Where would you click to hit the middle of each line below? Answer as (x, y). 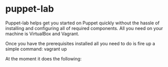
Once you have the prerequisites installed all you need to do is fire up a (80, 43)
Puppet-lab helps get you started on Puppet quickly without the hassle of (82, 23)
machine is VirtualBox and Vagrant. (42, 33)
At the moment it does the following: (44, 58)
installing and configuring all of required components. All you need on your (84, 28)
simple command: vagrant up (36, 49)
